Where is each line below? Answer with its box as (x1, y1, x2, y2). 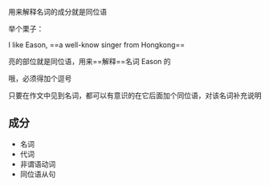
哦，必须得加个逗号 (8, 74, 72, 83)
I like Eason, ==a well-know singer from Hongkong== (8, 40, 185, 50)
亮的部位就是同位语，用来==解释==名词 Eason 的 (8, 57, 171, 66)
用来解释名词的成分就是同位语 (8, 7, 107, 16)
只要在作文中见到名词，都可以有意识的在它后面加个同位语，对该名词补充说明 (8, 91, 262, 100)
